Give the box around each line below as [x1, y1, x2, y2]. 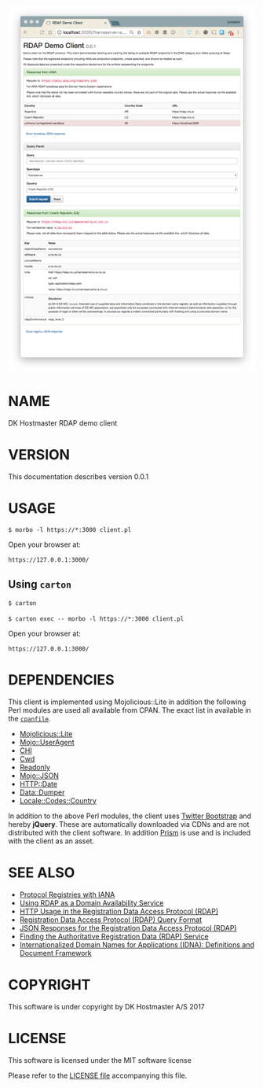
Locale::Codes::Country [19, 796, 97, 806]
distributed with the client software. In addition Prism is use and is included [8, 828, 251, 838]
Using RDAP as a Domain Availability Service [19, 898, 164, 908]
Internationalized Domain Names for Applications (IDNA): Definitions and [19, 940, 255, 950]
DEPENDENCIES [8, 671, 115, 689]
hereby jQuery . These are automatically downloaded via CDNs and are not [8, 820, 250, 829]
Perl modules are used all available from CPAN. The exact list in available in [8, 706, 251, 715]
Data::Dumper [19, 787, 65, 797]
